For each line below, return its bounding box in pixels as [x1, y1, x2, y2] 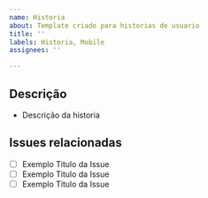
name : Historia [9, 12, 65, 22]
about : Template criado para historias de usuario [9, 21, 200, 30]
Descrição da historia [21, 110, 100, 120]
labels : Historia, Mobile [9, 37, 104, 47]
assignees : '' [9, 46, 62, 55]
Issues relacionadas [9, 135, 122, 150]
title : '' [9, 29, 46, 38]
